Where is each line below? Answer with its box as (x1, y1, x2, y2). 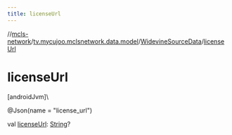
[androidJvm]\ (7, 92, 49, 101)
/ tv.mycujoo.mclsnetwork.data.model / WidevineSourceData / (31, 37, 204, 46)
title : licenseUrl (7, 10, 61, 18)
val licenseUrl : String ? (7, 120, 71, 128)
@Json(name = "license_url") (7, 106, 93, 115)
